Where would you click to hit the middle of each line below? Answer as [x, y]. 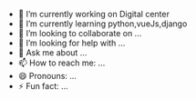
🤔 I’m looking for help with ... [72, 43]
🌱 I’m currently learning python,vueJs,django [103, 24]
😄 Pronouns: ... [47, 76]
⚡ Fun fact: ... [43, 86]
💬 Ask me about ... [52, 53]
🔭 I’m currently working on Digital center [94, 14]
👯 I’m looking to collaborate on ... [80, 33]
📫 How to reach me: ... [62, 63]
